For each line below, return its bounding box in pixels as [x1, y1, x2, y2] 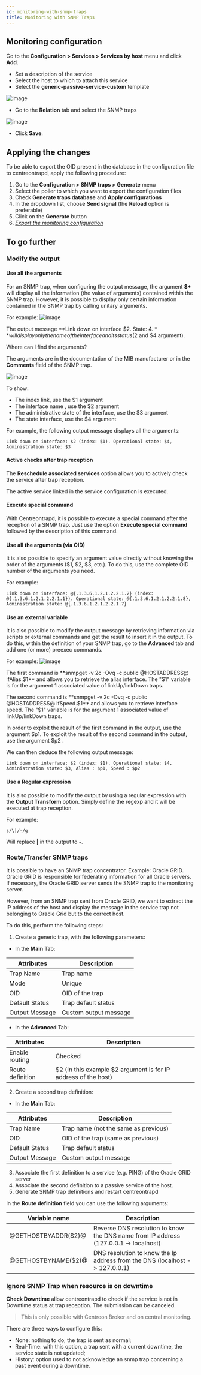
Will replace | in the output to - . [6, 838, 83, 845]
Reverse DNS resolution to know [93, 1224, 184, 1232]
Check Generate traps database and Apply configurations [14, 194, 162, 201]
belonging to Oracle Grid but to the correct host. [6, 910, 125, 917]
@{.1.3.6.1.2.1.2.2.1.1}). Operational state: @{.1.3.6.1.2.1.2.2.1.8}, [6, 596, 191, 602]
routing [9, 1055, 30, 1064]
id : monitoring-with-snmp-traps [6, 8, 87, 15]
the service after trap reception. [6, 476, 85, 483]
